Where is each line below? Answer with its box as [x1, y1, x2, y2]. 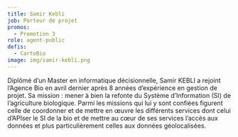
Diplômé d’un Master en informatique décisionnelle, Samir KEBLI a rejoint [7, 76, 222, 84]
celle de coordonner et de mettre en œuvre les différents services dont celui [7, 106, 231, 114]
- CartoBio [13, 50, 46, 57]
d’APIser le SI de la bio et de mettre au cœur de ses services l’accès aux [7, 114, 219, 122]
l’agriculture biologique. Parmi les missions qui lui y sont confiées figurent [7, 99, 223, 107]
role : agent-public [7, 37, 65, 44]
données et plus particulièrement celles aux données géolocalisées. [7, 121, 207, 130]
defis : [7, 43, 27, 50]
